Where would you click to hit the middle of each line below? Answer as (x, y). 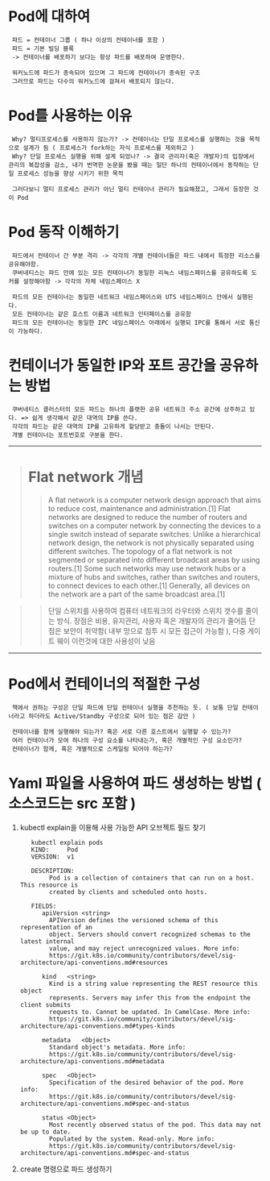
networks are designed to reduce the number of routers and (147, 517)
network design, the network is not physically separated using (151, 543)
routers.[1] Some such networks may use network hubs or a (147, 568)
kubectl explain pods (67, 842)
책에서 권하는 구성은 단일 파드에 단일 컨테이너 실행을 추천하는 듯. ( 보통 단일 (125, 707)
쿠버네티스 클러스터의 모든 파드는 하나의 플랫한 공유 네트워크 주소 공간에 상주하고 (129, 409)
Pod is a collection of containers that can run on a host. (152, 878)
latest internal (47, 941)
